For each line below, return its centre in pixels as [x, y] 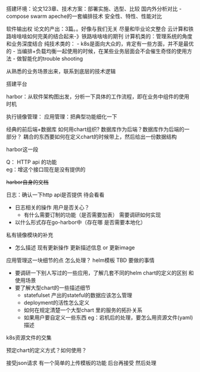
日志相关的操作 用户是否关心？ [52, 207]
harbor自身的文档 [27, 182]
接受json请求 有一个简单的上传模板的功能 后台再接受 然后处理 [81, 363]
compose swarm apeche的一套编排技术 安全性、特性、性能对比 [84, 16]
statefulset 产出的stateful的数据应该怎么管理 [78, 295]
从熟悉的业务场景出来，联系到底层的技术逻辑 [61, 71]
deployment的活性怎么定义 [57, 303]
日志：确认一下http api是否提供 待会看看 [55, 195]
